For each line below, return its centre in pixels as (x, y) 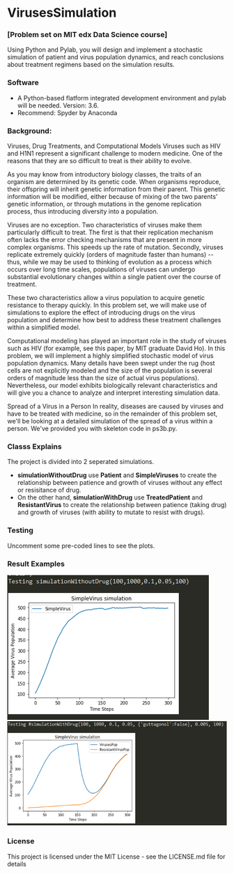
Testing (20, 530)
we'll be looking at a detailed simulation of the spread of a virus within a (110, 421)
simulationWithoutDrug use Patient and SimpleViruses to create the (117, 475)
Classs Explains (34, 446)
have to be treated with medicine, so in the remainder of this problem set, (112, 414)
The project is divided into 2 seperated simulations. (81, 462)
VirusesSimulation (62, 13)
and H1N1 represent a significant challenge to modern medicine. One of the (115, 153)
